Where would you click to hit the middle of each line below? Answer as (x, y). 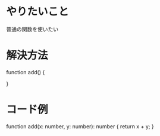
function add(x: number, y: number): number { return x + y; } (80, 126)
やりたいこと (38, 12)
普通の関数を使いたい (32, 29)
